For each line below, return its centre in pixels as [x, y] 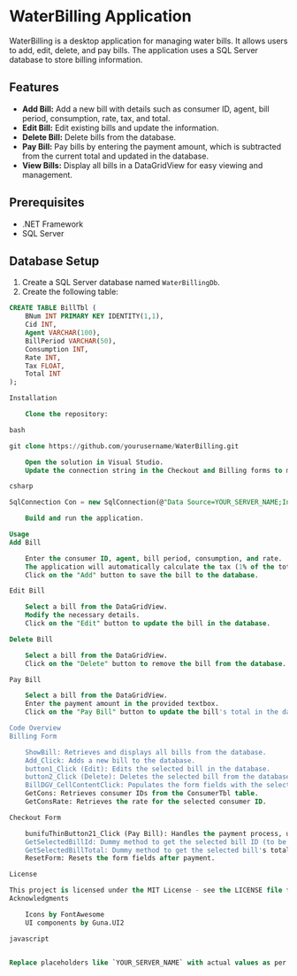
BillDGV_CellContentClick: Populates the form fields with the [144, 786]
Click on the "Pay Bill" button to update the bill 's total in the [152, 712]
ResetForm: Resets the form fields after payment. [120, 858]
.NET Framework [53, 224]
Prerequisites [47, 202]
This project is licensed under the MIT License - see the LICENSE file [146, 891]
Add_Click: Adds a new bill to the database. [110, 760]
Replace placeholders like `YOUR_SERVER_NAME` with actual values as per [148, 963]
